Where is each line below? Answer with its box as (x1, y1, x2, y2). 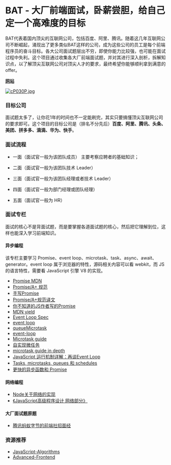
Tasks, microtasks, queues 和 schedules (12, 360, 98, 366)
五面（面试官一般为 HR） (12, 197, 65, 203)
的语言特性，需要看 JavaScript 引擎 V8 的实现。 (5, 268, 106, 274)
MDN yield (12, 309, 35, 315)
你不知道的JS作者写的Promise (12, 303, 76, 309)
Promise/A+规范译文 (12, 297, 55, 303)
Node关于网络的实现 (12, 391, 56, 398)
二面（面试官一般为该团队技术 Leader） (12, 164, 96, 171)
